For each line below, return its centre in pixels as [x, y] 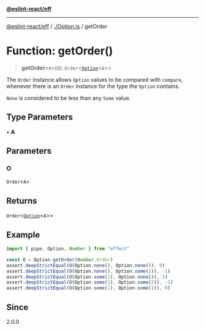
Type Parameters [40, 117]
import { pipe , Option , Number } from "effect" [68, 249]
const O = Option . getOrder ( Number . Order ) [60, 260]
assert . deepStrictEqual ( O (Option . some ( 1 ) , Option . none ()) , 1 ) [87, 277]
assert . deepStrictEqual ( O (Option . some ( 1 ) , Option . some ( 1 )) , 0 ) [88, 288]
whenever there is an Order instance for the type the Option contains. [93, 86]
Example [23, 235]
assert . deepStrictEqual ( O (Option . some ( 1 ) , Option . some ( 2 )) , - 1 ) [90, 282]
